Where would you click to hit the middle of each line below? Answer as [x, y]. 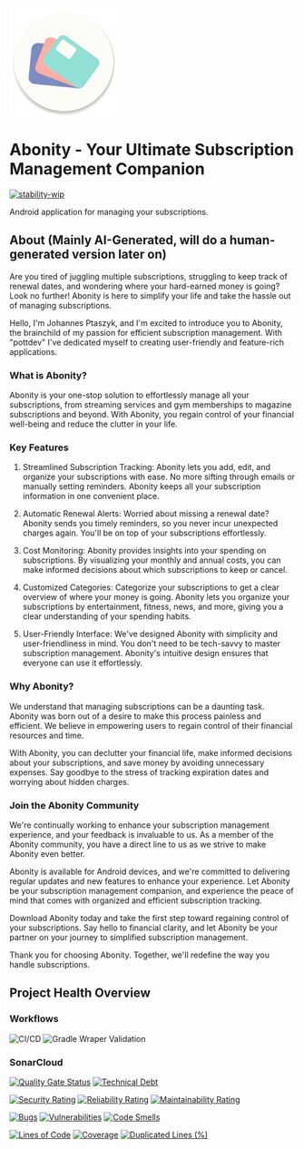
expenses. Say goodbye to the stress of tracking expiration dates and [139, 772]
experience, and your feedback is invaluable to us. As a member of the [142, 834]
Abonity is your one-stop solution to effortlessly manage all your [129, 395]
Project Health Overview [80, 993]
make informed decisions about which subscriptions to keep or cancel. [155, 570]
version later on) [119, 255]
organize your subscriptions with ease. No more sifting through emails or [159, 477]
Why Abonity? [42, 686]
